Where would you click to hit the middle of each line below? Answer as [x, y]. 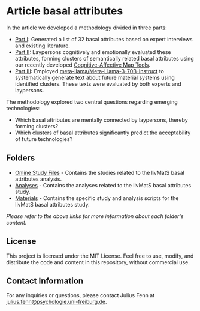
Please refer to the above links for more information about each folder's [95, 216]
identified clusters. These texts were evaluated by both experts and [98, 84]
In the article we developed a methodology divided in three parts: [87, 28]
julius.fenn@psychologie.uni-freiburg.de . [57, 302]
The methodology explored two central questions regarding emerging [92, 102]
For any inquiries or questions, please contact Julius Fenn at [80, 295]
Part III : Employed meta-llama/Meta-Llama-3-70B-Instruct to [90, 71]
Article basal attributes [65, 11]
